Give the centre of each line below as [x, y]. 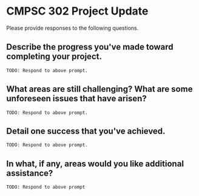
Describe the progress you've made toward [90, 47]
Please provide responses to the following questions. [73, 28]
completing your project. [54, 57]
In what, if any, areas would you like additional [95, 164]
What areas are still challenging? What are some [99, 89]
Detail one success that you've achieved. [86, 131]
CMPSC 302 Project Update [77, 11]
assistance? [30, 173]
